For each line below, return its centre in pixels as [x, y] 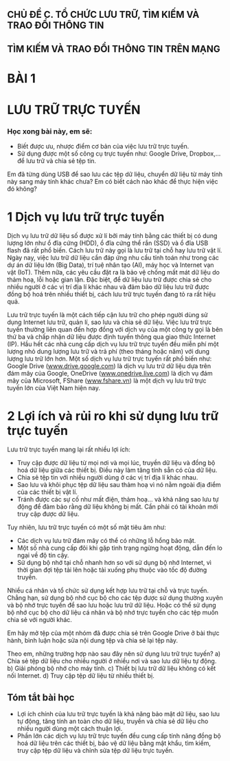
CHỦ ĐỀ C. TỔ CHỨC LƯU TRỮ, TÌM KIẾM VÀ [103, 15]
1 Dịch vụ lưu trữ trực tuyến [86, 217]
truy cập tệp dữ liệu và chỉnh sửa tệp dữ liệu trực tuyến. [95, 751]
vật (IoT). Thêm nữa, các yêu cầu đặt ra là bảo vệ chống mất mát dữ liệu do [113, 272]
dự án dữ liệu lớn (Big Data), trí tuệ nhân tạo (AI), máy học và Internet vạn [111, 265]
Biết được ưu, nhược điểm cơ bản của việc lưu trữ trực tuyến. [103, 147]
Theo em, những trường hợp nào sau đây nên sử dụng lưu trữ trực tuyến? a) [114, 654]
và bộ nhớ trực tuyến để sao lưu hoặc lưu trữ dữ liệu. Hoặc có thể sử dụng [112, 605]
